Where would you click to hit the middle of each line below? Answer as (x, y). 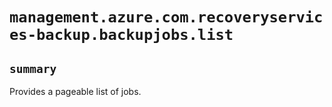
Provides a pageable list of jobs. (75, 91)
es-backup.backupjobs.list (121, 35)
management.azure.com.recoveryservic (166, 17)
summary (33, 68)
